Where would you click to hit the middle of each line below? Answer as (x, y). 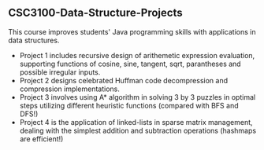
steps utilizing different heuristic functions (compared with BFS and (129, 105)
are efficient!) (41, 139)
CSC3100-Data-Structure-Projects (95, 13)
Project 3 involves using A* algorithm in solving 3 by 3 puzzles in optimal (138, 97)
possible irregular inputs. (60, 72)
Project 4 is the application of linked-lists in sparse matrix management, (136, 122)
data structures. (34, 40)
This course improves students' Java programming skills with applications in (132, 31)
